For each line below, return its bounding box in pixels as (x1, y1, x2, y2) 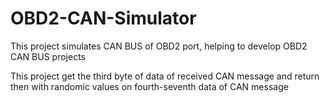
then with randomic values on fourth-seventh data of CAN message (10, 80, 289, 92)
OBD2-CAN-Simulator (10, 7, 197, 30)
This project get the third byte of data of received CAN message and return (10, 70, 320, 82)
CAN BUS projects (10, 50, 86, 62)
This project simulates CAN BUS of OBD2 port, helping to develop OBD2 (10, 40, 308, 52)
